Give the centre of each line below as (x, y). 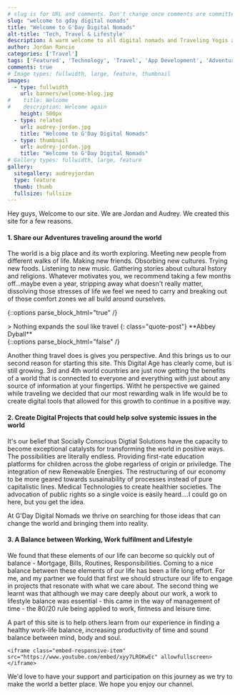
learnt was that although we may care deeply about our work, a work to (112, 593)
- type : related (38, 120)
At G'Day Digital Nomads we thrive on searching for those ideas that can (114, 516)
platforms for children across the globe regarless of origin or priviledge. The (119, 464)
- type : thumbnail (41, 140)
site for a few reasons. (40, 221)
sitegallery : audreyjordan (54, 173)
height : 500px (41, 114)
